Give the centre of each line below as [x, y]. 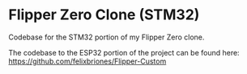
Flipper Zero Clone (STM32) [104, 15]
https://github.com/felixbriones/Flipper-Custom [87, 61]
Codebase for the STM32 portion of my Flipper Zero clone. [106, 37]
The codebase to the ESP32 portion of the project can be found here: [124, 52]
